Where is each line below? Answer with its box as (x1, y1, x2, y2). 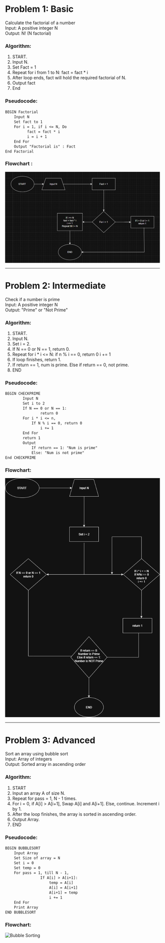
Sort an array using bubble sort (5, 751, 68, 757)
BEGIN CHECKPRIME (5, 391, 41, 396)
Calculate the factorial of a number (5, 20, 76, 26)
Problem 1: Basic (5, 3, 74, 15)
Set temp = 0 (14, 865, 41, 870)
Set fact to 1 (14, 119, 43, 124)
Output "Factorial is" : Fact (14, 144, 76, 149)
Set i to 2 (23, 401, 45, 406)
